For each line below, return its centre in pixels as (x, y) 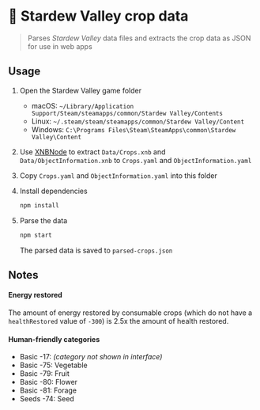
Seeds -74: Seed (47, 399)
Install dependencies (54, 191)
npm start (36, 235)
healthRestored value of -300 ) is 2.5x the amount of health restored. (119, 321)
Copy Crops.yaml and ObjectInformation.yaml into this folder (118, 175)
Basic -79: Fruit (44, 374)
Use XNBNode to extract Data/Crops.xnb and (92, 152)
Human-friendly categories (54, 339)
